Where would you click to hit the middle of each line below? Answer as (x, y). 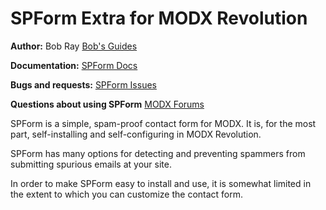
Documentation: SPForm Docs (74, 65)
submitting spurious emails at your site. (91, 164)
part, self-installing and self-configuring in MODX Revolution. (136, 134)
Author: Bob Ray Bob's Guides (74, 46)
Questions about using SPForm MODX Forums (107, 104)
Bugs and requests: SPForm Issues (83, 84)
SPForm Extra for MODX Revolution (159, 18)
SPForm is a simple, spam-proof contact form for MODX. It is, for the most (163, 123)
